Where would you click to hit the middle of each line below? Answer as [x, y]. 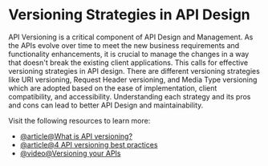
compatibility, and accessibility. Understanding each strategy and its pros [130, 96]
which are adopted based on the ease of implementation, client [113, 88]
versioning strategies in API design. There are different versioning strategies [134, 71]
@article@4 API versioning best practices [89, 144]
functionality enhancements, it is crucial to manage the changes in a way [129, 54]
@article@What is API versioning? [76, 136]
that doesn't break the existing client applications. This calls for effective [128, 63]
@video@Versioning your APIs [70, 153]
